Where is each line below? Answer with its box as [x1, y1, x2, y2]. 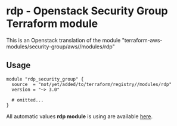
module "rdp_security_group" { [6, 76, 84, 82]
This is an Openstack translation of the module [6, 36, 121, 44]
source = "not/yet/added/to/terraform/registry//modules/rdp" [11, 81, 172, 87]
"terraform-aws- [122, 36, 163, 44]
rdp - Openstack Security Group [6, 4, 168, 18]
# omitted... [11, 97, 44, 103]
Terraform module [6, 17, 98, 30]
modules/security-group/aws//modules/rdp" [6, 43, 115, 50]
